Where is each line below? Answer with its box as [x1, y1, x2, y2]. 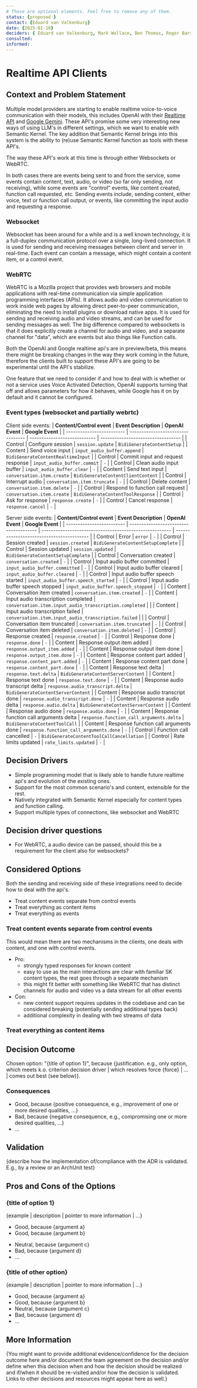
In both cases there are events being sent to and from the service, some [6, 171, 181, 179]
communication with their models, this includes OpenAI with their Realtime [6, 111, 186, 119]
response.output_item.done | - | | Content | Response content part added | [6, 651, 186, 658]
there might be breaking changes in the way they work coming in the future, [6, 351, 189, 358]
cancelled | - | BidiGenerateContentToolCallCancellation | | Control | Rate [6, 732, 185, 739]
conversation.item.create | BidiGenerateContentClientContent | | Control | [6, 472, 186, 479]
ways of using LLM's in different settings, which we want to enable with [6, 124, 179, 131]
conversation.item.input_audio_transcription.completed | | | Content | [6, 601, 179, 608]
